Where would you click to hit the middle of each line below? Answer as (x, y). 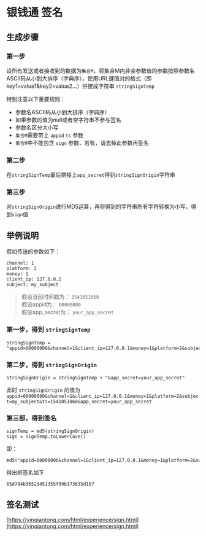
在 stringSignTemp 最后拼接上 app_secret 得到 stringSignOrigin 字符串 (91, 175)
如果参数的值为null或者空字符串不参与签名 (68, 120)
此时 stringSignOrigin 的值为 (44, 390)
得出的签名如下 (25, 473)
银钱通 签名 (35, 13)
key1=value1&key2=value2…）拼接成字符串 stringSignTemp (80, 86)
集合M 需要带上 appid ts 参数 (49, 135)
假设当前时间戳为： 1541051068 (60, 297)
